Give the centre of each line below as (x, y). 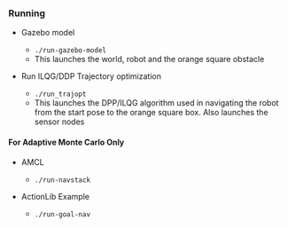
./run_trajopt (60, 94)
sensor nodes (59, 122)
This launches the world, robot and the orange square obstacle (149, 59)
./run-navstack (62, 180)
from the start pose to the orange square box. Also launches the (151, 113)
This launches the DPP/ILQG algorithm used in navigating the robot (156, 103)
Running (27, 13)
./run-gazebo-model (70, 51)
